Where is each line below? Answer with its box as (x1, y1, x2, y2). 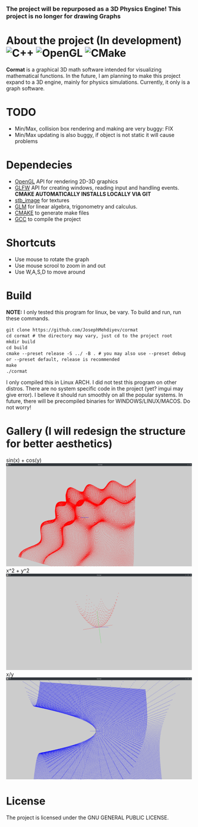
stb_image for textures (14, 197, 70, 204)
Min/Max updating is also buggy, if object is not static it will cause (14, 131, 175, 138)
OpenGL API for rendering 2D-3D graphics (14, 178, 118, 185)
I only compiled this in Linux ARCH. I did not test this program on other (6, 379, 177, 386)
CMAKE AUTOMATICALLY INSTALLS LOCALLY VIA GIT (14, 190, 151, 197)
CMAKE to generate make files (14, 209, 90, 216)
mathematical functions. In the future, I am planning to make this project (6, 72, 181, 79)
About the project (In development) (6, 34, 182, 47)
